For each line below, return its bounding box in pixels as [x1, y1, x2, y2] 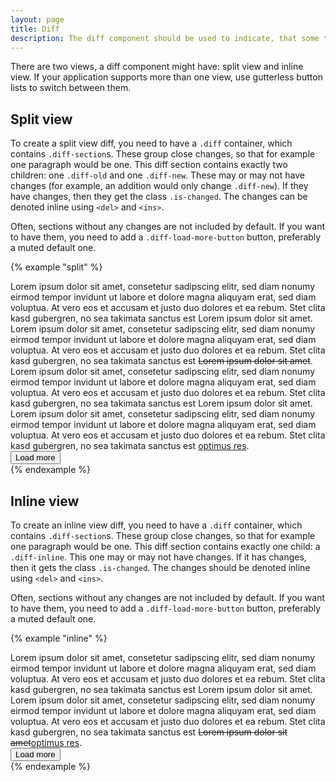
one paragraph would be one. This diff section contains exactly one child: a [10, 541, 321, 552]
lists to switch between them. [10, 82, 132, 94]
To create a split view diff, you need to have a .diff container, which [10, 137, 293, 150]
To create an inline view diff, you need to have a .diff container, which [10, 519, 303, 531]
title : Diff [10, 24, 60, 34]
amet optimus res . [10, 737, 83, 748]
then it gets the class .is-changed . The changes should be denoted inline [10, 562, 311, 573]
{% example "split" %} [10, 261, 103, 273]
